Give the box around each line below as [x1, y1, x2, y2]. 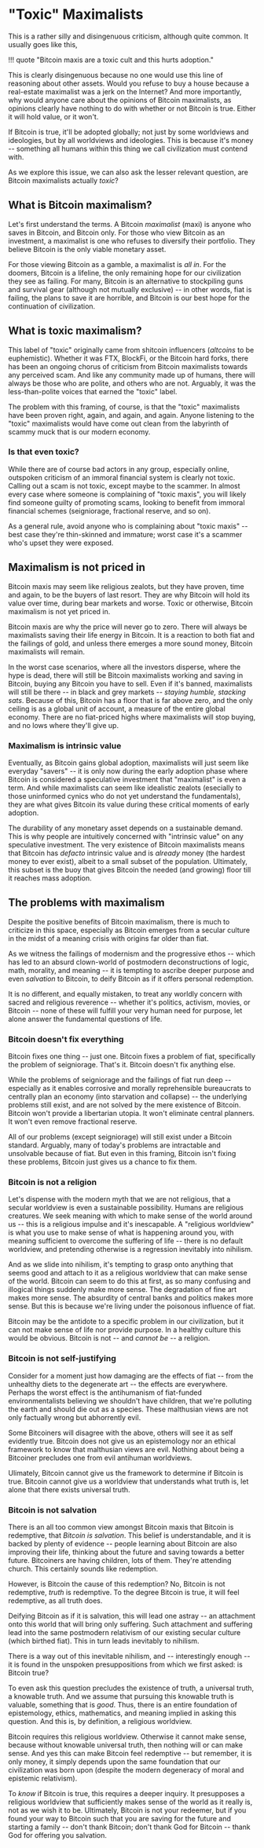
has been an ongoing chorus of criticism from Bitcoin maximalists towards [8, 361, 248, 371]
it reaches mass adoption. [8, 873, 92, 883]
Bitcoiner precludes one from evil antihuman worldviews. [8, 1453, 192, 1462]
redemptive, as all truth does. [8, 1596, 103, 1605]
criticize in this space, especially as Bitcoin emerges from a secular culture [8, 925, 250, 935]
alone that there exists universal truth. [8, 1484, 131, 1494]
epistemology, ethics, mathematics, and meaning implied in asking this [8, 1708, 237, 1718]
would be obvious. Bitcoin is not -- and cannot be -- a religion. [8, 1334, 211, 1343]
